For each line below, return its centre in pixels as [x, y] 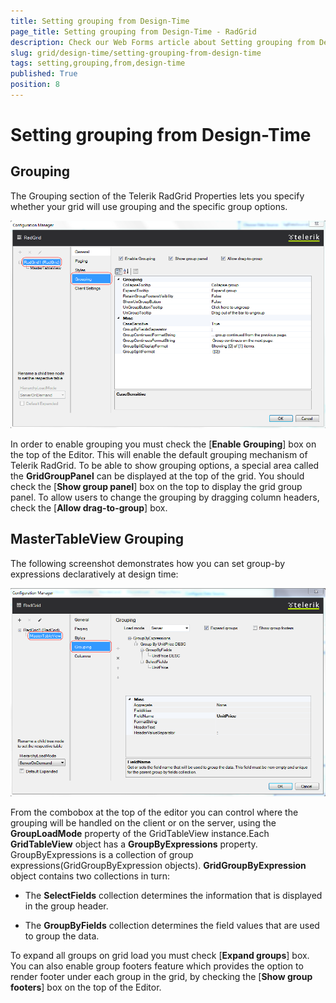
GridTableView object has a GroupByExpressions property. [134, 844]
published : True [44, 74]
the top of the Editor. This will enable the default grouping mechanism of [159, 454]
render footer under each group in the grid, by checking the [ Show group [161, 976]
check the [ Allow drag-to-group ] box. [89, 507]
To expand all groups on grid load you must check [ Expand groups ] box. [160, 955]
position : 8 [35, 85]
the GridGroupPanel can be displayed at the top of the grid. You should [157, 476]
